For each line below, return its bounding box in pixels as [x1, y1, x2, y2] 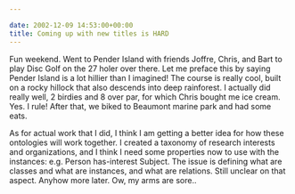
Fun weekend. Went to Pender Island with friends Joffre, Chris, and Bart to [9, 53, 283, 64]
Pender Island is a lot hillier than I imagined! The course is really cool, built [9, 72, 282, 83]
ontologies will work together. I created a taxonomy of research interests [9, 137, 275, 148]
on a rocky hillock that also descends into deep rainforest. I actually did [9, 82, 271, 93]
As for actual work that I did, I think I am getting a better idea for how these [9, 127, 284, 138]
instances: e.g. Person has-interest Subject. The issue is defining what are [9, 156, 283, 166]
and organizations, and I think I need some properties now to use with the [9, 146, 279, 157]
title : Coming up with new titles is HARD [9, 28, 169, 38]
